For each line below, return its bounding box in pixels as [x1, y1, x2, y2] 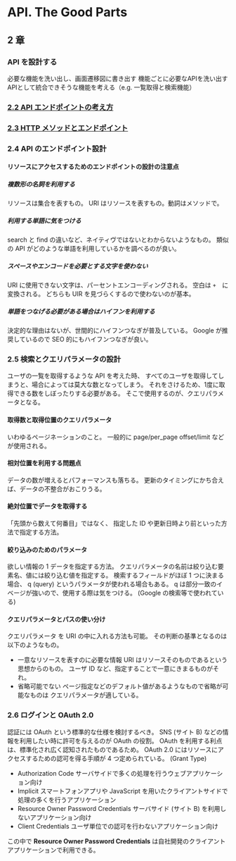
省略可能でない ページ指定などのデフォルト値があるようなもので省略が [17, 682, 223, 690]
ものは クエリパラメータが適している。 [29, 691, 143, 700]
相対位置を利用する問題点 [7, 459, 81, 467]
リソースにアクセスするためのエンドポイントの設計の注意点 [7, 163, 179, 171]
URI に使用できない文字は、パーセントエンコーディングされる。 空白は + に [7, 281, 229, 290]
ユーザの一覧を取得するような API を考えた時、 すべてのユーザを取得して [7, 371, 218, 380]
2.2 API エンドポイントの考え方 [7, 102, 114, 112]
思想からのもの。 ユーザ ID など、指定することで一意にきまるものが [17, 664, 214, 673]
